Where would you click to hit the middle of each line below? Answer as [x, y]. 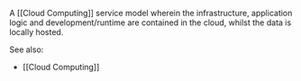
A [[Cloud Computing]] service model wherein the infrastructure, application [151, 13]
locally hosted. [36, 32]
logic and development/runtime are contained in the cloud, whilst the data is [150, 22]
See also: [27, 49]
